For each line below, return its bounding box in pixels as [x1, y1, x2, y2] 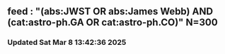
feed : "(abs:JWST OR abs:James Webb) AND [7, 6, 214, 18]
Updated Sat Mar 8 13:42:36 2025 [7, 38, 127, 48]
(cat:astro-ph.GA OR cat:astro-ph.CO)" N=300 [7, 17, 218, 29]
